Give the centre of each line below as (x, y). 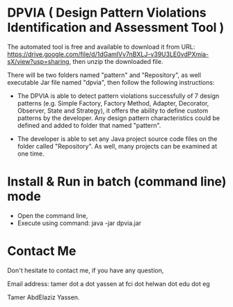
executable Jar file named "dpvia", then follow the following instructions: (111, 82)
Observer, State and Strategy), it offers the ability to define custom (113, 110)
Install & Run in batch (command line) (117, 182)
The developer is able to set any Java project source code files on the (117, 139)
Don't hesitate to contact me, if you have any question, (86, 270)
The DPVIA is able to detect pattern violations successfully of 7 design (118, 96)
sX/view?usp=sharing (38, 61)
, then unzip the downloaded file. (116, 61)
